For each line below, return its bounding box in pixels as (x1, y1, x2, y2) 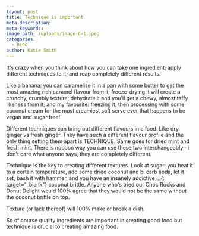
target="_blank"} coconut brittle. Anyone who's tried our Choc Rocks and (6, 181, 186, 188)
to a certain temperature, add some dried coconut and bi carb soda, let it (6, 168, 184, 175)
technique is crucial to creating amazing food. (6, 223, 119, 230)
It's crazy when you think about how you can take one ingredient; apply (6, 64, 181, 71)
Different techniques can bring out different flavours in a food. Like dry (6, 125, 179, 132)
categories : (6, 36, 36, 42)
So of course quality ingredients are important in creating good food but (6, 216, 182, 223)
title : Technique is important (6, 14, 84, 20)
